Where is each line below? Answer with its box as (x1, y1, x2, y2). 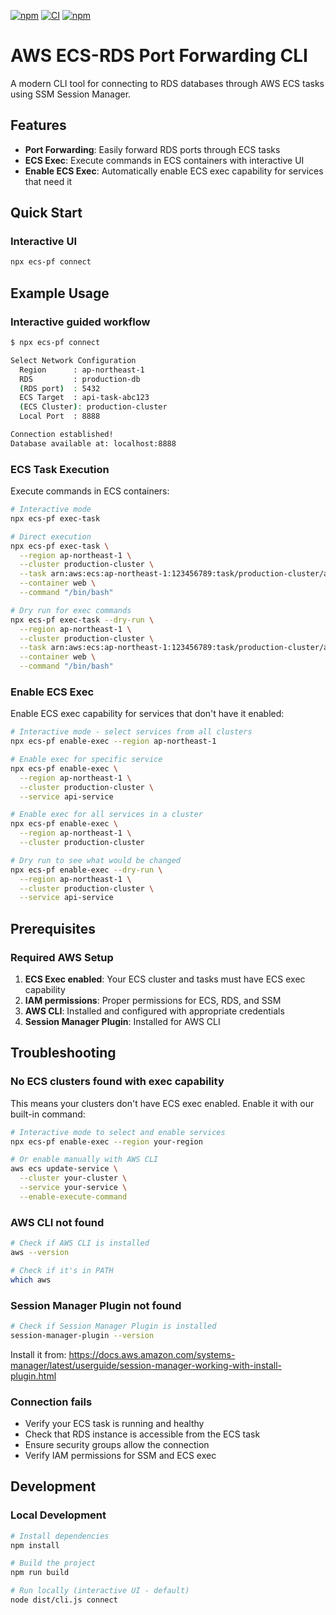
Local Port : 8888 (19, 411, 101, 422)
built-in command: (10, 1108, 86, 1120)
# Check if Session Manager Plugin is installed (10, 1321, 217, 1331)
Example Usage (10, 285, 110, 302)
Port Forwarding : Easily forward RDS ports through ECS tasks (24, 143, 281, 155)
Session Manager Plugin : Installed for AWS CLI (24, 1016, 221, 1028)
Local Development (10, 1508, 107, 1522)
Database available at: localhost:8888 (10, 438, 177, 449)
